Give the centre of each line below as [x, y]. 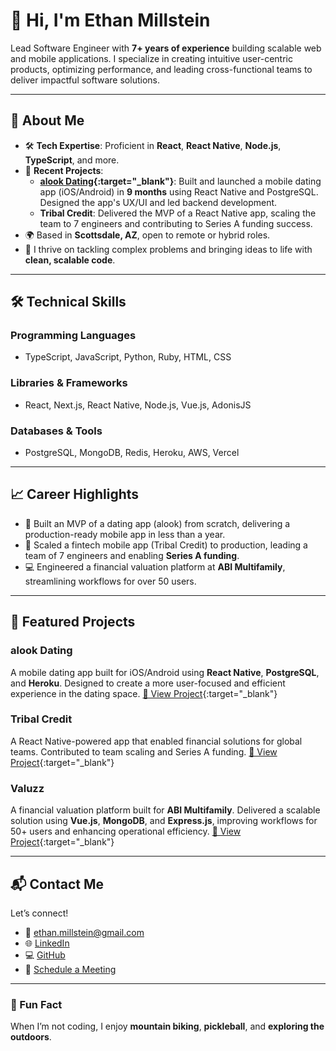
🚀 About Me [47, 120]
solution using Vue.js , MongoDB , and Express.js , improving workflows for [164, 821]
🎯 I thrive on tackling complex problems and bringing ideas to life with [168, 249]
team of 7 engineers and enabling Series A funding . [132, 555]
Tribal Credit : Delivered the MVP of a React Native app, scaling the [178, 213]
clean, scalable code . [70, 260]
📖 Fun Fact [36, 1004]
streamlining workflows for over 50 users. [110, 581]
